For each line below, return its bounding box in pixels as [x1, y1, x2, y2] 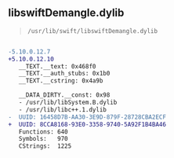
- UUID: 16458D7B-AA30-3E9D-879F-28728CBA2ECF [8, 113, 167, 121]
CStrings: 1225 [18, 142, 72, 150]
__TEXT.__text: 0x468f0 [18, 62, 96, 70]
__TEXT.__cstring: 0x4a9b [18, 77, 103, 85]
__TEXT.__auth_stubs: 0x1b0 [18, 70, 111, 78]
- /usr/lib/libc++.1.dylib [18, 105, 107, 113]
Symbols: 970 [18, 135, 68, 143]
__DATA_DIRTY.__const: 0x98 [18, 91, 111, 99]
